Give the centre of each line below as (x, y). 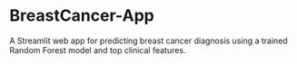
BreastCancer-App (82, 16)
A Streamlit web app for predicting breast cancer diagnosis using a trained (148, 41)
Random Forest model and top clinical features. (98, 50)
